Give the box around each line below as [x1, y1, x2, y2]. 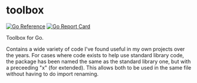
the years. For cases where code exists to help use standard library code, [6, 51, 184, 58]
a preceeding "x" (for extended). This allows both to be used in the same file [6, 64, 192, 71]
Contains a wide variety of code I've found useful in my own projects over [6, 45, 185, 53]
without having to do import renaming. [6, 70, 99, 77]
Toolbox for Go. [6, 34, 44, 41]
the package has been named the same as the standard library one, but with [6, 58, 191, 65]
